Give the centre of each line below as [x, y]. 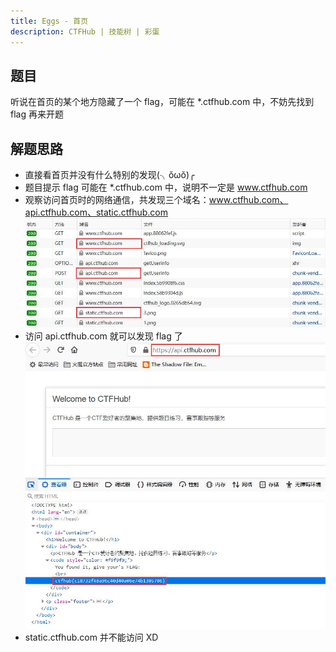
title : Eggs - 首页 [49, 21]
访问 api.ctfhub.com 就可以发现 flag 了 [103, 336]
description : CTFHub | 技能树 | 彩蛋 [85, 31]
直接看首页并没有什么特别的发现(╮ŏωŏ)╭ [109, 175]
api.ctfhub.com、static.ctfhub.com [96, 212]
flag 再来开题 [37, 114]
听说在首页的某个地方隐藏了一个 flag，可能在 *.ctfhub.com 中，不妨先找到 [162, 102]
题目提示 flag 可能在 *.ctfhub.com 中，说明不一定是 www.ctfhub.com [166, 187]
